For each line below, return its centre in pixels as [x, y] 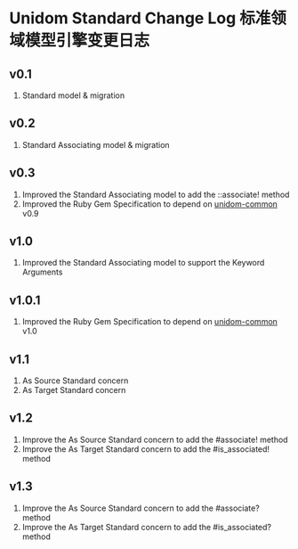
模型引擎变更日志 [88, 41]
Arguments [42, 272]
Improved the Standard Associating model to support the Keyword [143, 263]
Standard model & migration [73, 95]
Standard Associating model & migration [96, 144]
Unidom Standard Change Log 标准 [140, 18]
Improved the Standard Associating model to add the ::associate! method [156, 194]
